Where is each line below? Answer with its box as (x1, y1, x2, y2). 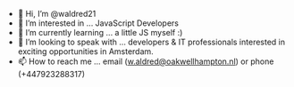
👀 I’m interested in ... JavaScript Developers (17, 18, 179, 28)
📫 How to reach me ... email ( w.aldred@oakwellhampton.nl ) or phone (17, 56, 274, 67)
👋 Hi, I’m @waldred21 (17, 9, 97, 19)
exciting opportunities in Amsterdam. (17, 46, 154, 57)
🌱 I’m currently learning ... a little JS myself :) (17, 28, 183, 37)
